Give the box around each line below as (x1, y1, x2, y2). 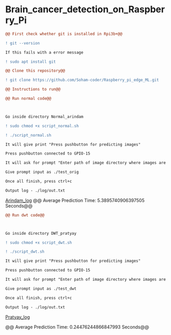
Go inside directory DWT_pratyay (5, 231, 77, 236)
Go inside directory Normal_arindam (5, 114, 83, 119)
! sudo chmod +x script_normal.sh (5, 123, 79, 128)
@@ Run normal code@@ (5, 96, 52, 101)
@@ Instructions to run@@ (5, 87, 60, 92)
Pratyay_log (5, 314, 30, 320)
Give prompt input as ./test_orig (5, 170, 79, 175)
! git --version (5, 40, 40, 46)
